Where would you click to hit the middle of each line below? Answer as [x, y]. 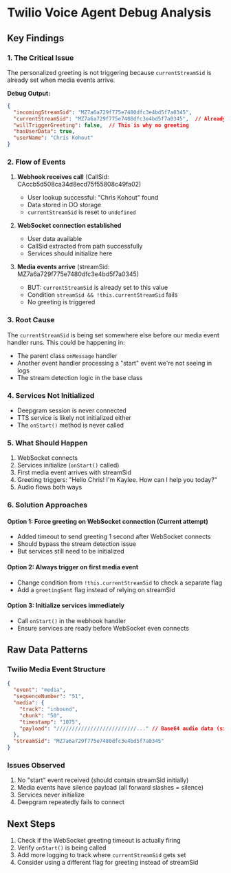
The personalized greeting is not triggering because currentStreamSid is [109, 72]
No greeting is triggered [61, 302]
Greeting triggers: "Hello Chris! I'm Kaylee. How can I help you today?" [117, 480]
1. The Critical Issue [41, 58]
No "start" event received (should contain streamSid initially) [103, 780]
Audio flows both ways [49, 487]
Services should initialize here [70, 253]
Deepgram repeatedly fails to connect [71, 802]
